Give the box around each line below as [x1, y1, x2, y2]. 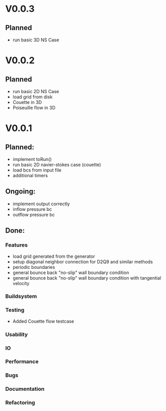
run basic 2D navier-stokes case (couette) [12, 161, 101, 168]
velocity [12, 280, 30, 286]
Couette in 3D [12, 99, 42, 105]
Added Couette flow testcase [12, 318, 74, 324]
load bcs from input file [12, 167, 62, 173]
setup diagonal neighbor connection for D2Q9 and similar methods [12, 258, 153, 265]
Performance [5, 358, 39, 365]
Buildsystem [5, 293, 37, 300]
